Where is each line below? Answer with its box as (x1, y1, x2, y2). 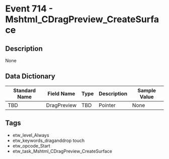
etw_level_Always (12, 132, 49, 138)
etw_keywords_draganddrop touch (12, 137, 85, 143)
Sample (137, 87, 156, 94)
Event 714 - (5, 3, 53, 15)
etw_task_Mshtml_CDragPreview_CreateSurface (12, 148, 112, 154)
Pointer (99, 101, 116, 108)
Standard (13, 87, 36, 94)
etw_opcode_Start (12, 142, 50, 148)
